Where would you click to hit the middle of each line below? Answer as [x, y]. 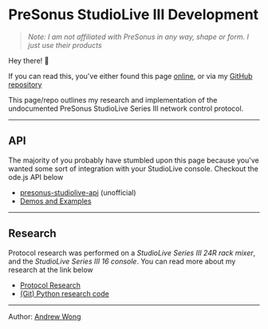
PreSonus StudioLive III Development [134, 15]
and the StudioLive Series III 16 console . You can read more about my [122, 261]
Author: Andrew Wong [45, 316]
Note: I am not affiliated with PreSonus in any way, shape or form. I [138, 37]
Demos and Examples [55, 201]
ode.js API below [36, 177]
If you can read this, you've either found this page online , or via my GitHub [130, 76]
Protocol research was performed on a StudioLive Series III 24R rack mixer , [132, 253]
